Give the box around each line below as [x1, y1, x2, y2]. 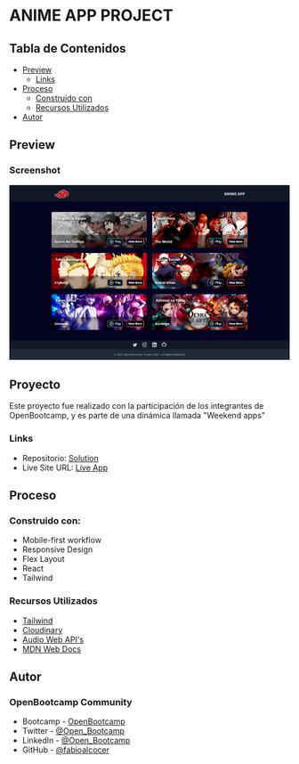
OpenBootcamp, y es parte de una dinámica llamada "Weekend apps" [9, 410, 265, 421]
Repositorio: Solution [21, 452, 100, 463]
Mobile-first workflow [21, 535, 102, 546]
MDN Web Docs [21, 643, 82, 654]
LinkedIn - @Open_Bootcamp [21, 736, 131, 746]
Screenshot [9, 164, 61, 176]
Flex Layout [21, 554, 65, 565]
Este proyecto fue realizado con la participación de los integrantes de [9, 401, 264, 411]
